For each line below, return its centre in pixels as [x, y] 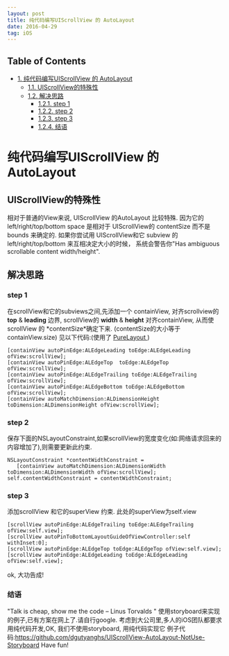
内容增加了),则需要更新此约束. [50, 447]
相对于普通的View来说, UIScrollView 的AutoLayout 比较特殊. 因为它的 [106, 218]
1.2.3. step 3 [55, 119]
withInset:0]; [28, 543]
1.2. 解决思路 [45, 96]
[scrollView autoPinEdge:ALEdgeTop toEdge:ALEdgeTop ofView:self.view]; [114, 549]
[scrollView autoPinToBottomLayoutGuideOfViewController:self [99, 537]
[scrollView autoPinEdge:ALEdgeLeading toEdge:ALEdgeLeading [97, 555]
